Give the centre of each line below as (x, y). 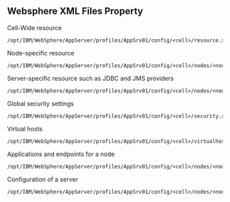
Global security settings (40, 103)
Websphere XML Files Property (75, 11)
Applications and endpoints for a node (61, 154)
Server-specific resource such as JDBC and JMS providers (91, 78)
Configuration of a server (43, 179)
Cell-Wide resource (35, 27)
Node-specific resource (41, 53)
